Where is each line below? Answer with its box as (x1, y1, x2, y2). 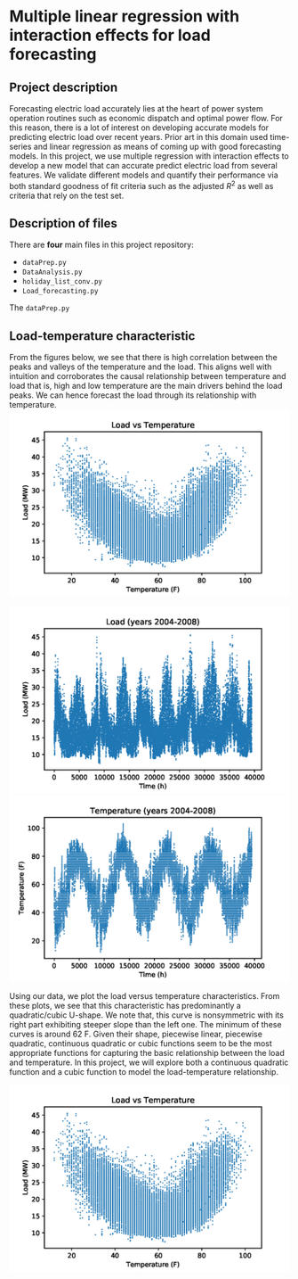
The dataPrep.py (9, 302, 70, 313)
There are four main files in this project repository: (9, 239, 194, 251)
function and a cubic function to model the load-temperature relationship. (9, 1067, 278, 1077)
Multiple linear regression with (9, 6, 240, 27)
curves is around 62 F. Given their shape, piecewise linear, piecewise (9, 1028, 262, 1040)
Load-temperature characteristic (9, 328, 196, 343)
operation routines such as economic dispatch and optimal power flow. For (9, 113, 283, 123)
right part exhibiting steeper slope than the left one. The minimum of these (9, 1019, 282, 1030)
